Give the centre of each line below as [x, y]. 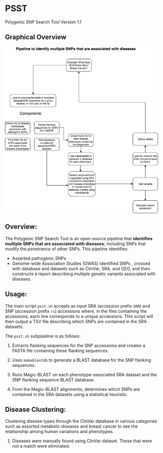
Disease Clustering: [36, 409]
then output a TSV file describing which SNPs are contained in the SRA [76, 321]
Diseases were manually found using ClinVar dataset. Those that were [82, 441]
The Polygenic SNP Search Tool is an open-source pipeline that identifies [79, 238]
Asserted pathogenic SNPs [39, 258]
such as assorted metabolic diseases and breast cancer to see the [72, 426]
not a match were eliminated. [41, 446]
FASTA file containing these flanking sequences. [60, 350]
